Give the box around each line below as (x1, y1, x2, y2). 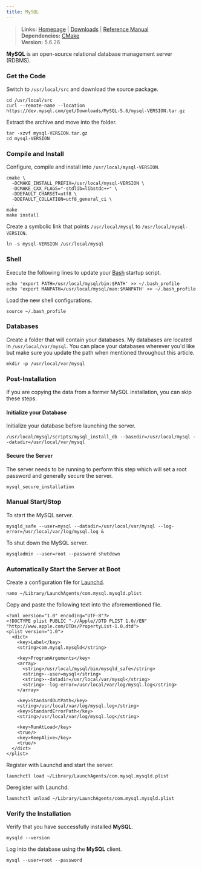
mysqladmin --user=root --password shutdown (6, 551, 120, 557)
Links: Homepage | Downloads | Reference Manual (21, 25, 149, 33)
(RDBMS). (6, 56, 31, 64)
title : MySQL (6, 8, 39, 15)
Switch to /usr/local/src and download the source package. (6, 86, 158, 93)
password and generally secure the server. (6, 472, 113, 479)
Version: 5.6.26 (21, 38, 60, 45)
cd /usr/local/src (6, 97, 53, 103)
